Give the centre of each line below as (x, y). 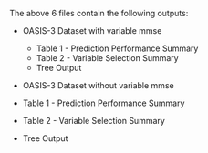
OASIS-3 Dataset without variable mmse (99, 85)
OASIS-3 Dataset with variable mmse (92, 31)
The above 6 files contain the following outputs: (99, 13)
